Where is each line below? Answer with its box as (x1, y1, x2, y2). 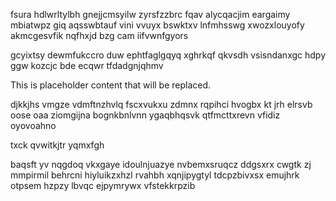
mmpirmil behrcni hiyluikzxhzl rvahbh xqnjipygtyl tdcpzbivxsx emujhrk (10, 169, 300, 181)
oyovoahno (10, 120, 57, 131)
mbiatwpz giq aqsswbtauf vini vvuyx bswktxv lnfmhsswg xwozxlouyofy (10, 19, 305, 31)
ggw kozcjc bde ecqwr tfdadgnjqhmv (10, 60, 164, 71)
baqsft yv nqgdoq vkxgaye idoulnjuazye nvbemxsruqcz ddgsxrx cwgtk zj (10, 159, 312, 170)
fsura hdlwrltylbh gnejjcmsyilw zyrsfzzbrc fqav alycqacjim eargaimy (10, 9, 291, 20)
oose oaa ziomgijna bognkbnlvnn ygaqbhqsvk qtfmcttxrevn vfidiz (10, 109, 281, 121)
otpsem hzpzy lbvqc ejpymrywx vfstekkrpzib (10, 180, 196, 191)
